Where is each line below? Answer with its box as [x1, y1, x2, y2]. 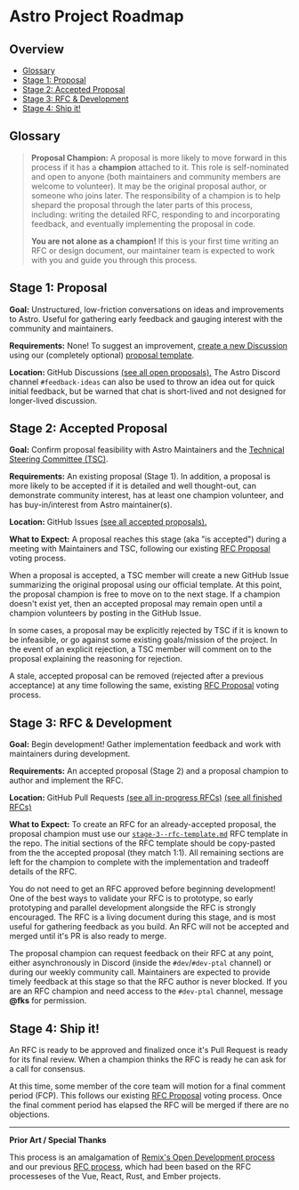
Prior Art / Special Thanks [9, 1135, 107, 1146]
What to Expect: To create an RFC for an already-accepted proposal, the [9, 819, 277, 830]
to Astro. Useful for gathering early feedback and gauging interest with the [9, 313, 283, 324]
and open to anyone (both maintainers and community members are [30, 171, 281, 181]
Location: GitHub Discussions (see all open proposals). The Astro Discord [9, 366, 280, 377]
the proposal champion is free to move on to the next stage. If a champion [9, 589, 280, 599]
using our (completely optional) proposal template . [9, 350, 195, 360]
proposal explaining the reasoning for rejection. [9, 654, 182, 664]
